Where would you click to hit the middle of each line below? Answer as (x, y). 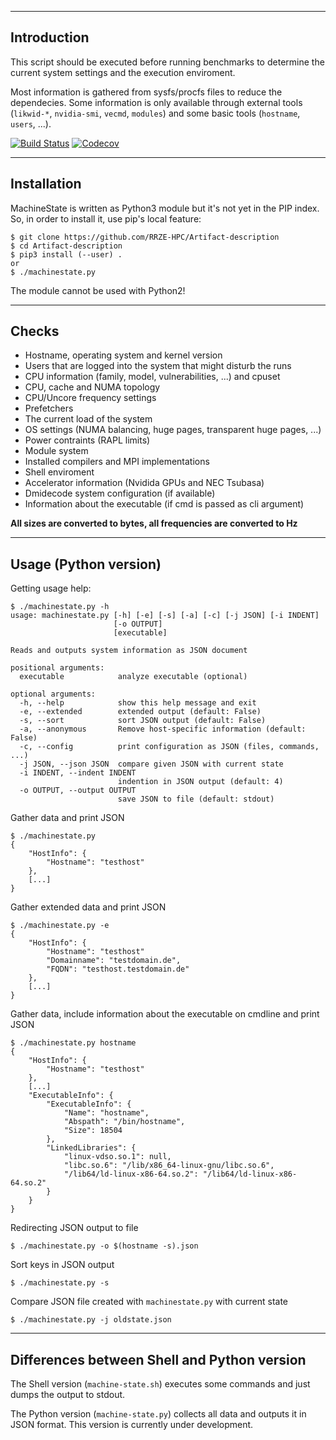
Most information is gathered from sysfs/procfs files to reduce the (146, 92)
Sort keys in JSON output (62, 1265)
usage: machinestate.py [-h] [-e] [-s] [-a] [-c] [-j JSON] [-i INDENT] (165, 616)
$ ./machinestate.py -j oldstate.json (91, 1320)
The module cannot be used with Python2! (98, 290)
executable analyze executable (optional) (133, 677)
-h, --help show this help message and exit (138, 703)
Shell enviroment (59, 472)
